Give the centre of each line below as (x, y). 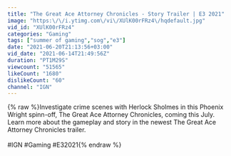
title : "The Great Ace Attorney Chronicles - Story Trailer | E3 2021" (116, 14)
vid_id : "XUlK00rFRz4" (41, 27)
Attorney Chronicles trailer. (47, 130)
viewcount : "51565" (36, 67)
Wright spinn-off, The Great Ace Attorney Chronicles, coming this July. (111, 115)
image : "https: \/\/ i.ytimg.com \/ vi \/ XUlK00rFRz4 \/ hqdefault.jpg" (106, 21)
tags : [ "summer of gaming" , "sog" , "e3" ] (67, 41)
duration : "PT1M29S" (38, 61)
